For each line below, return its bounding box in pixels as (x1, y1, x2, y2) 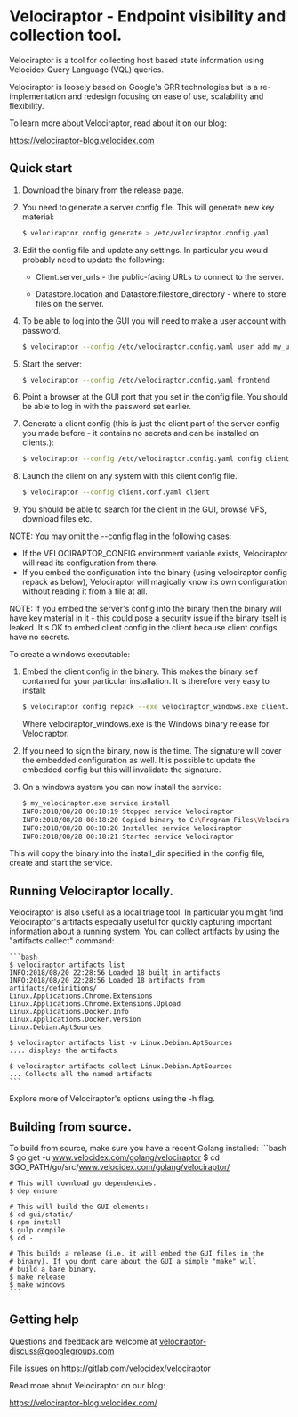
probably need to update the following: (21, 254, 165, 265)
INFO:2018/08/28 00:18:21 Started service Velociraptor (21, 832, 234, 841)
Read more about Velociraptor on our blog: (9, 1380, 166, 1390)
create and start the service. (9, 858, 113, 869)
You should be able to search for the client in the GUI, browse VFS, (21, 504, 268, 515)
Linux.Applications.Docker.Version (9, 1015, 141, 1025)
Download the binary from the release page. (21, 185, 184, 195)
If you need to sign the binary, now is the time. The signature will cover (21, 746, 282, 755)
